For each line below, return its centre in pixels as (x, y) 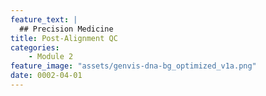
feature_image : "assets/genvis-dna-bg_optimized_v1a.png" (133, 66)
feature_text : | (44, 19)
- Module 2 (51, 57)
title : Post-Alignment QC (64, 38)
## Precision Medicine (66, 29)
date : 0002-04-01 (46, 76)
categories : (35, 47)
